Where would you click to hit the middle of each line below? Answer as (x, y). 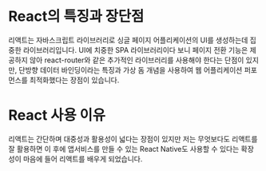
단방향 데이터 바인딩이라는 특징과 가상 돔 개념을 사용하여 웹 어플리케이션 (131, 70)
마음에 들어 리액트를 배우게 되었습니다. (83, 159)
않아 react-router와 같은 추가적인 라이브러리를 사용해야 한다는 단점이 (137, 60)
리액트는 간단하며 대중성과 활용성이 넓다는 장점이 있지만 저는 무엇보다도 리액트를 (133, 139)
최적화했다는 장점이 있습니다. (74, 80)
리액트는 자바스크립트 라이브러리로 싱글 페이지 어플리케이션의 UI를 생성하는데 (128, 40)
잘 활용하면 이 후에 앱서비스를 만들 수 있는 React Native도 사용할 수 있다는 (124, 149)
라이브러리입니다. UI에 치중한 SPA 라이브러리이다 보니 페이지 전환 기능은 (135, 50)
